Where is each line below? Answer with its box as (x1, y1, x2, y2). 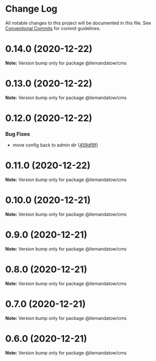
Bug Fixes (5, 130, 30, 137)
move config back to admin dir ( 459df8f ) (12, 142, 98, 148)
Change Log (5, 3, 57, 15)
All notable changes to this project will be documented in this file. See (5, 20, 151, 26)
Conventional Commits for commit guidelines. (5, 25, 101, 31)
